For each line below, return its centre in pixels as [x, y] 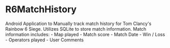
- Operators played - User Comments [45, 40]
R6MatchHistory [41, 9]
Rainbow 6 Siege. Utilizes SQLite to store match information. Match [76, 29]
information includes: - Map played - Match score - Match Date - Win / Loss [85, 34]
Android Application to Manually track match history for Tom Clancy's [78, 23]
